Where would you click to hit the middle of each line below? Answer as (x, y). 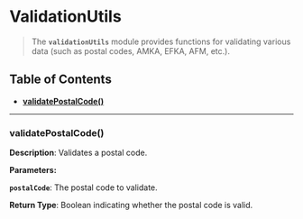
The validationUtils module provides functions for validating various (161, 41)
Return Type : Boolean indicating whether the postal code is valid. (131, 205)
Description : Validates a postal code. (78, 153)
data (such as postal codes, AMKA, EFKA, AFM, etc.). (130, 50)
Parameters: (33, 170)
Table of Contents (61, 80)
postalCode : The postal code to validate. (83, 187)
